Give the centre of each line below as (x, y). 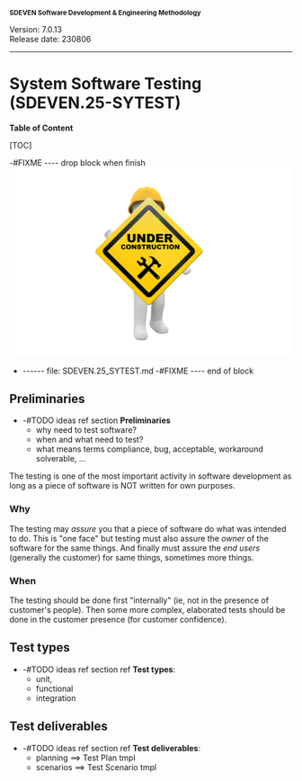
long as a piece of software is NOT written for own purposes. (122, 486)
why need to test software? (86, 430)
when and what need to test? (89, 440)
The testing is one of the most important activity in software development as (151, 476)
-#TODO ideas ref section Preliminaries (96, 420)
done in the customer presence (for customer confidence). (118, 620)
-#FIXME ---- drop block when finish (78, 162)
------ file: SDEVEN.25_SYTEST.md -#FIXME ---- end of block (138, 371)
